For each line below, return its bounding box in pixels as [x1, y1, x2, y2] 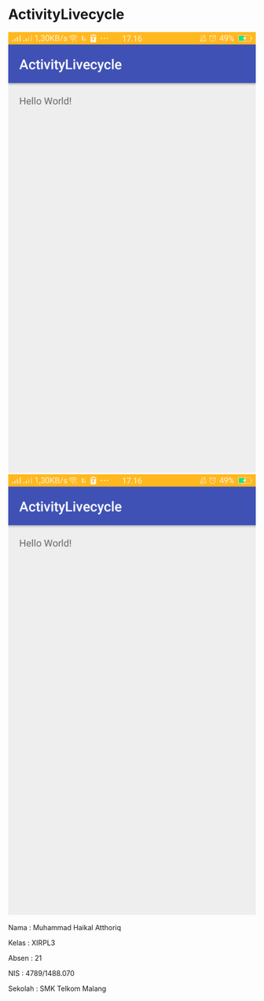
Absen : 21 [8, 953, 42, 962]
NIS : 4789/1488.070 [8, 968, 75, 977]
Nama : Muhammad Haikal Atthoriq [8, 922, 122, 932]
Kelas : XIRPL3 [8, 938, 56, 947]
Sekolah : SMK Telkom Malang [8, 984, 107, 993]
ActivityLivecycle [8, 6, 125, 24]
